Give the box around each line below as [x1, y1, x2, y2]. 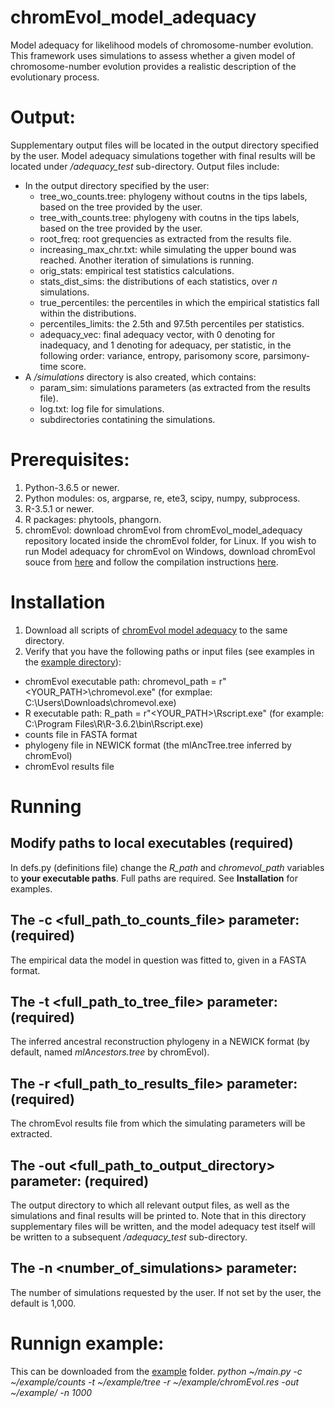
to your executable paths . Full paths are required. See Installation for [10, 872, 298, 884]
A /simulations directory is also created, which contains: [24, 371, 257, 383]
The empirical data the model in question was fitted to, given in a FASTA [10, 954, 307, 966]
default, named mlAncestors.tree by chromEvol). [10, 1046, 210, 1058]
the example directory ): [24, 656, 122, 668]
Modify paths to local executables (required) [10, 835, 294, 852]
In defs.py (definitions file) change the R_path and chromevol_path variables [10, 861, 325, 873]
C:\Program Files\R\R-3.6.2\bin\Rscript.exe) [24, 717, 204, 730]
